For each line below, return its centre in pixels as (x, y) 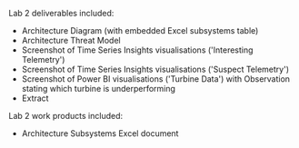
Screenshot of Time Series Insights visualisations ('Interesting (137, 50)
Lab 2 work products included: (66, 116)
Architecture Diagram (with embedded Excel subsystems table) (140, 30)
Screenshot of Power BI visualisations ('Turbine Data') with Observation (156, 79)
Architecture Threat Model (71, 40)
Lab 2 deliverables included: (61, 13)
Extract (35, 98)
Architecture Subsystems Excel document (100, 133)
